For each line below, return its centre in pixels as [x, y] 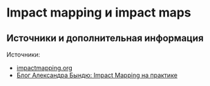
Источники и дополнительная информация [105, 38]
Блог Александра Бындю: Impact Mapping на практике [97, 75]
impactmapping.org [45, 68]
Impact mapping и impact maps [99, 13]
